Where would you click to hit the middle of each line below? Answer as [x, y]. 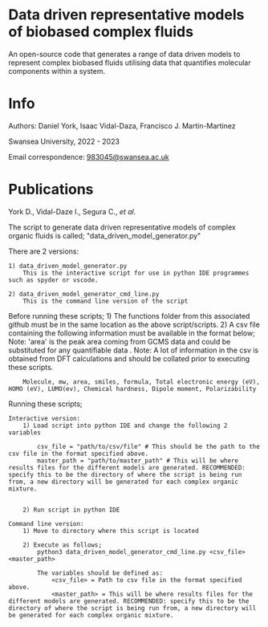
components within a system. [57, 71]
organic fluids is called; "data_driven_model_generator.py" [105, 235]
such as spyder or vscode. [53, 280]
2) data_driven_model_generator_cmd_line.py [84, 294]
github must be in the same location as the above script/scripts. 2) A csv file [134, 324]
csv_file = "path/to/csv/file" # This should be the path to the [149, 446]
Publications [51, 189]
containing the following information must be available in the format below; [132, 333]
